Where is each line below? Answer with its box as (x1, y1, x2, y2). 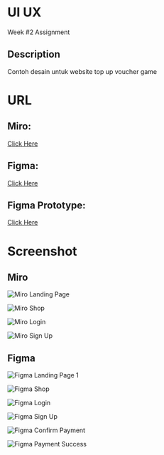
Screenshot (7, 243, 77, 259)
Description (7, 48, 60, 60)
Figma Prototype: (7, 199, 87, 211)
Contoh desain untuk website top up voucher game (7, 67, 158, 75)
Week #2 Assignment (7, 28, 70, 36)
